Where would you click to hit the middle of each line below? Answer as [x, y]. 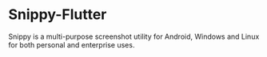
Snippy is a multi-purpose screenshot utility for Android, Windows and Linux [134, 36]
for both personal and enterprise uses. [72, 44]
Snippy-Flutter [58, 15]
